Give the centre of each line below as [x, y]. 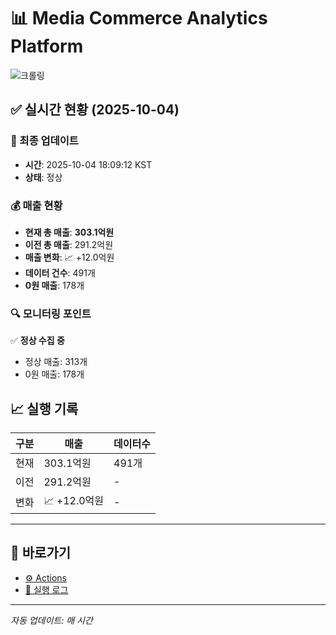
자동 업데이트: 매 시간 [51, 620]
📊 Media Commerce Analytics [139, 18]
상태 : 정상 [43, 177]
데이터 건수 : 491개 [60, 272]
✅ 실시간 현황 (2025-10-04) [95, 110]
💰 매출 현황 [36, 205]
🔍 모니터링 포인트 [51, 313]
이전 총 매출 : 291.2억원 [69, 244]
